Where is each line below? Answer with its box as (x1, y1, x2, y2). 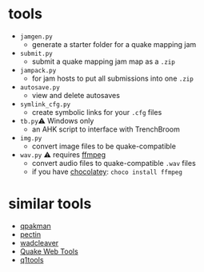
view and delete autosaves (31, 90, 120, 100)
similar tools (8, 195, 92, 213)
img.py (19, 134, 42, 142)
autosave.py (19, 83, 60, 92)
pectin (19, 229, 42, 239)
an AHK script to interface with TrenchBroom (31, 124, 180, 134)
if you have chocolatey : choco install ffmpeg (31, 167, 182, 176)
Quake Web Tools (19, 246, 78, 256)
